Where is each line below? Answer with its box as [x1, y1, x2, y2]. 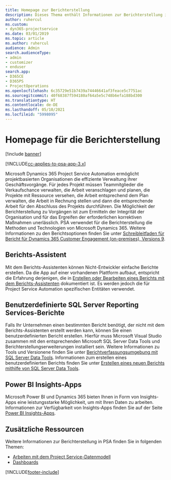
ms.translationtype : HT [5, 98, 56, 103]
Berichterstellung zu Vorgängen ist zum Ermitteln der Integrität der [5, 208, 145, 214]
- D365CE [5, 74, 24, 79]
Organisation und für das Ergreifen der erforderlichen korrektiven [5, 214, 142, 220]
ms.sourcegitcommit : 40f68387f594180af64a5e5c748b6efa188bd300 [5, 93, 142, 98]
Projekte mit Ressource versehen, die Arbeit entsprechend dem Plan [5, 192, 149, 198]
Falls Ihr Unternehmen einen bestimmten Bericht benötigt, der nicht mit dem [5, 322, 164, 328]
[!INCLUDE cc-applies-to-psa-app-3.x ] [5, 160, 86, 166]
